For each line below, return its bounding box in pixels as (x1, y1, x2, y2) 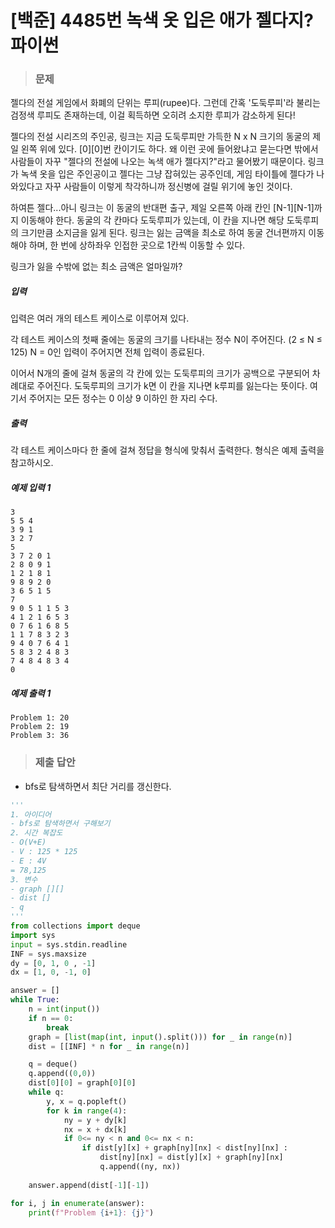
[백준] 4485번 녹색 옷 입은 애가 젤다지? (10, 9, 314, 32)
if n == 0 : (28, 1013, 74, 1023)
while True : (10, 995, 60, 1005)
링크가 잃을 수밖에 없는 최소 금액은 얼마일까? (10, 261, 183, 273)
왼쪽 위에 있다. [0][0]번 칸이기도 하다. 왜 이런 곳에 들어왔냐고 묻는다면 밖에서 (20, 143, 319, 155)
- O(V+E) (10, 837, 47, 848)
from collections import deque (10, 921, 141, 931)
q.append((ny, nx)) (99, 1162, 182, 1172)
